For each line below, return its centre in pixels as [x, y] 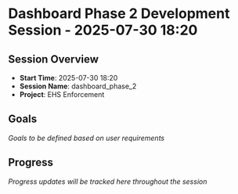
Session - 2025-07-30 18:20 [103, 30]
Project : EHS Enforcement [62, 94]
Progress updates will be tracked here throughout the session [108, 181]
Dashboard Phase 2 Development [119, 14]
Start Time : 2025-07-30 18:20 [69, 78]
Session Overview [54, 59]
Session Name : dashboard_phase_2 [78, 86]
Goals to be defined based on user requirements [87, 138]
